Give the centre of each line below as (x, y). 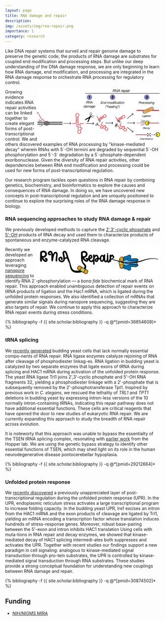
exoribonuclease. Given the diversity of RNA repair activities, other (72, 160)
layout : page (18, 10)
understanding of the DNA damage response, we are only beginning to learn (82, 67)
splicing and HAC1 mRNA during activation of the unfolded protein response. (82, 371)
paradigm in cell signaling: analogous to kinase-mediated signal (69, 550)
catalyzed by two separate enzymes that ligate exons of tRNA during (74, 366)
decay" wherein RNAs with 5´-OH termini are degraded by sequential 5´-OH (82, 149)
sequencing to (20, 276)
